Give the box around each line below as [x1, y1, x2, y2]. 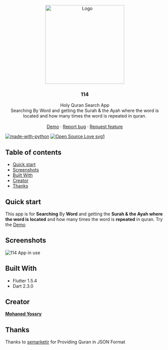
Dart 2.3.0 [12, 283, 34, 289]
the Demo [5, 221, 26, 227]
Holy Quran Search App [60, 102, 109, 108]
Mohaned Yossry [5, 311, 42, 317]
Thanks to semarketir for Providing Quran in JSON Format [5, 339, 126, 345]
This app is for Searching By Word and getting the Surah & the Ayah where [5, 211, 163, 217]
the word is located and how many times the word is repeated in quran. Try [5, 216, 163, 222]
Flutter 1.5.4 [12, 277, 37, 283]
